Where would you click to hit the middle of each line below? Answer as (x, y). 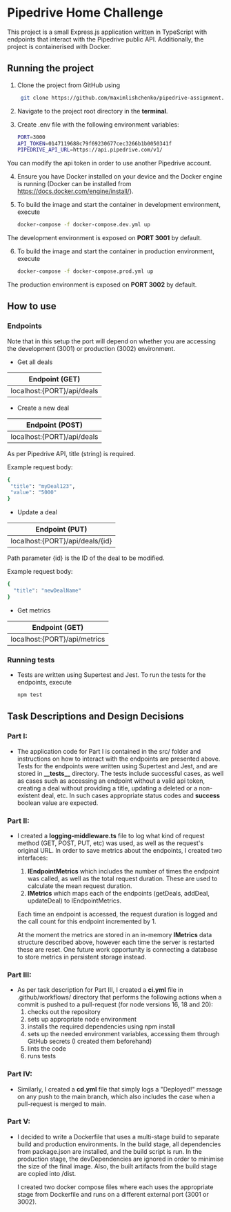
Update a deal (37, 512)
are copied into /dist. (47, 1173)
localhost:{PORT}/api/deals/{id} (61, 541)
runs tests (42, 1056)
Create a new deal (43, 408)
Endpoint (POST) (54, 425)
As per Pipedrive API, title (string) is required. (71, 453)
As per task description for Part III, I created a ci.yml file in (100, 990)
